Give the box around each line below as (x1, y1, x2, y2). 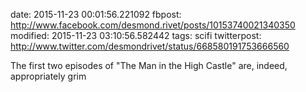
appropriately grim (10, 70, 87, 82)
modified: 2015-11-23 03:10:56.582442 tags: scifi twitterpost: (10, 30, 262, 41)
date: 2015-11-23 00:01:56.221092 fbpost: (10, 9, 182, 20)
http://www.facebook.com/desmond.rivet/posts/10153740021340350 (10, 19, 296, 31)
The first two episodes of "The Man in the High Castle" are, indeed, (10, 60, 288, 71)
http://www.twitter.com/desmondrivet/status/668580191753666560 (10, 40, 290, 52)
